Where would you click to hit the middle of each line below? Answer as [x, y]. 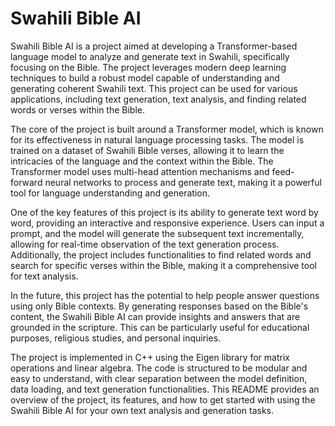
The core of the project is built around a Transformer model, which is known [167, 129]
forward [26, 182]
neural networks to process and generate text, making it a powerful [183, 182]
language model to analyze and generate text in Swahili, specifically [150, 56]
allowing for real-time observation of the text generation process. [145, 244]
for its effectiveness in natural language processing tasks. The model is [157, 139]
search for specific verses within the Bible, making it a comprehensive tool [163, 265]
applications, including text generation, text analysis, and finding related [158, 99]
